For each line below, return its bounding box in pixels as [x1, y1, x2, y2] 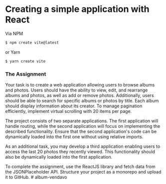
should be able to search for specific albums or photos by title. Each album [5, 97, 159, 103]
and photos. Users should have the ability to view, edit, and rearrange [5, 87, 148, 93]
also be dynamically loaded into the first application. [5, 154, 113, 160]
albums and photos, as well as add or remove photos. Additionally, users [5, 92, 154, 98]
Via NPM [5, 30, 23, 36]
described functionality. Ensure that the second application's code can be [5, 128, 157, 134]
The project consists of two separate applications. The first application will [5, 118, 159, 124]
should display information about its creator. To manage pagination [5, 103, 143, 109]
